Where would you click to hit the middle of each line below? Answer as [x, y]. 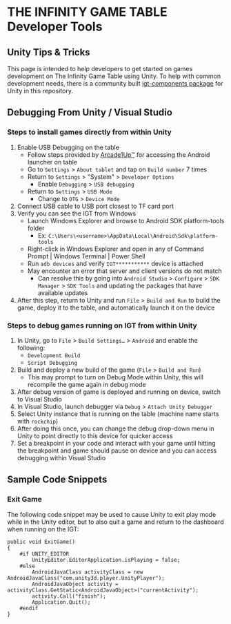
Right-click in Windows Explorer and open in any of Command [116, 249]
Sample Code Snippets [57, 480]
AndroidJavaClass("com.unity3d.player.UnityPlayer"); [86, 578]
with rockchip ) [38, 421]
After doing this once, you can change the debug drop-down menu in [116, 428]
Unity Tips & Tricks [49, 52]
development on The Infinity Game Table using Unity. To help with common [114, 76]
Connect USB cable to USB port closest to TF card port [96, 206]
